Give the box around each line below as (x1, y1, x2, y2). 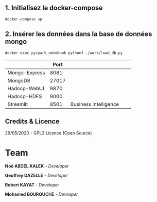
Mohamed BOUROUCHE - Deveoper (5, 191, 78, 197)
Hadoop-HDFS (7, 93, 42, 100)
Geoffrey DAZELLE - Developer (5, 172, 68, 179)
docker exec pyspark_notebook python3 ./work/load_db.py (5, 50, 123, 55)
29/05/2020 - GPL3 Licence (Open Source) (5, 130, 92, 136)
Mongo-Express (7, 69, 45, 76)
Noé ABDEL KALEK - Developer (5, 163, 69, 169)
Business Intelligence (70, 101, 119, 107)
